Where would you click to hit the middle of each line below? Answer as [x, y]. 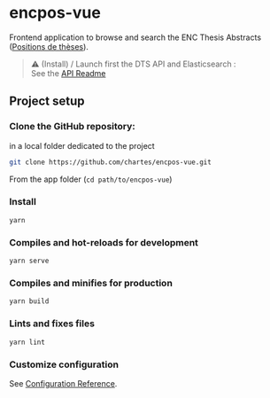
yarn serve [29, 261]
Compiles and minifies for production [91, 284]
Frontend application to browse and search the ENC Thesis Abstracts [135, 37]
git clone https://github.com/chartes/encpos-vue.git [111, 162]
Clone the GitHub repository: [72, 127]
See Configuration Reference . [63, 383]
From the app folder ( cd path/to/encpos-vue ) [91, 179]
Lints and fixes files [52, 324]
